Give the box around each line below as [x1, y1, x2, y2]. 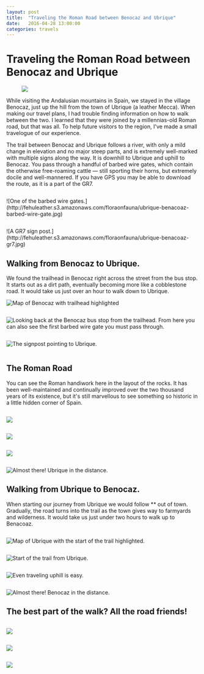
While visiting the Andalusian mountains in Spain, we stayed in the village [6, 97, 191, 104]
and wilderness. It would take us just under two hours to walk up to [6, 513, 175, 521]
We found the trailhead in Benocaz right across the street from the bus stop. [6, 274, 198, 282]
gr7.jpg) [6, 241, 26, 248]
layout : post [6, 9, 40, 15]
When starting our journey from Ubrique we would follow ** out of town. [6, 500, 188, 508]
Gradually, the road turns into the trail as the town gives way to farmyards [6, 507, 191, 514]
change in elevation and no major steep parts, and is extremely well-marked [6, 148, 198, 155]
